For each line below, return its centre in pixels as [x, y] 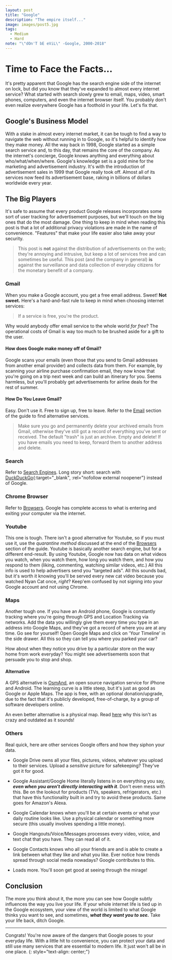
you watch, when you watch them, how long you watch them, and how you [84, 559]
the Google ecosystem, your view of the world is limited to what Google [81, 909]
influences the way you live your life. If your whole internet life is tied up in [84, 904]
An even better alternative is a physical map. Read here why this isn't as [81, 715]
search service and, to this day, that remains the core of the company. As [82, 150]
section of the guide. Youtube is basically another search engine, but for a [83, 549]
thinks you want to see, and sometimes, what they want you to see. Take [83, 915]
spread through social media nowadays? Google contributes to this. [84, 860]
